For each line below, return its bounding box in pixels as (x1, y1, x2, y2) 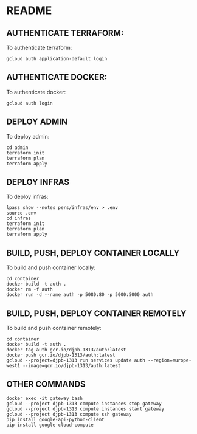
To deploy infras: (6, 193, 49, 201)
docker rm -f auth (6, 286, 53, 292)
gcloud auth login (6, 100, 53, 106)
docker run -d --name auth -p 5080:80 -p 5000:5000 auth (6, 292, 154, 298)
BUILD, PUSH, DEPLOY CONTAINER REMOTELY (6, 308, 187, 319)
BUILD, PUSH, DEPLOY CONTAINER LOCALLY (6, 247, 180, 258)
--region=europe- (148, 357, 192, 363)
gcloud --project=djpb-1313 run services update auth (6, 357, 146, 363)
